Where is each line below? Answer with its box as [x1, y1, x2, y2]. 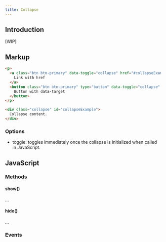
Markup [5, 53, 30, 61]
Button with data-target [14, 89, 65, 94]
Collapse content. [9, 112, 48, 117]
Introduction [5, 26, 44, 34]
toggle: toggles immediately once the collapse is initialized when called [12, 139, 157, 145]
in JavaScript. [12, 144, 41, 151]
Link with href [14, 75, 45, 80]
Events [5, 231, 22, 238]
